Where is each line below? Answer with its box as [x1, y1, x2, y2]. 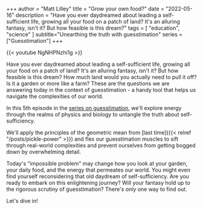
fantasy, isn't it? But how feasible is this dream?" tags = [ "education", [6, 24, 180, 31]
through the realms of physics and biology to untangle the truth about [6, 111, 179, 118]
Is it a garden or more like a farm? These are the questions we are [6, 80, 170, 87]
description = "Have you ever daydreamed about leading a [15, 11, 161, 19]
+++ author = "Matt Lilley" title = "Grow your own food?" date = [6, 5, 165, 12]
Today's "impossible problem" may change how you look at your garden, [6, 160, 188, 167]
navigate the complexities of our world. [6, 93, 104, 100]
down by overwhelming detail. [6, 148, 82, 155]
